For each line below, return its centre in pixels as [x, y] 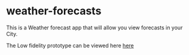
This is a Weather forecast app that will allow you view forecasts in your [94, 27]
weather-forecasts [54, 11]
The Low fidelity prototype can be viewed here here [70, 45]
